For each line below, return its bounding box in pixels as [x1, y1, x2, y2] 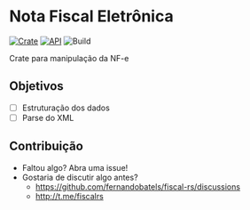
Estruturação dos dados [21, 102, 111, 113]
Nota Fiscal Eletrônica [9, 6, 175, 27]
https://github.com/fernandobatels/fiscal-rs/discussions [35, 181, 241, 192]
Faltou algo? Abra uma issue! [21, 162, 129, 173]
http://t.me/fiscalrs [35, 190, 104, 201]
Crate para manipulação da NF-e [9, 52, 129, 63]
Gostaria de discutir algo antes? [21, 172, 139, 182]
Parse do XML [21, 112, 74, 123]
